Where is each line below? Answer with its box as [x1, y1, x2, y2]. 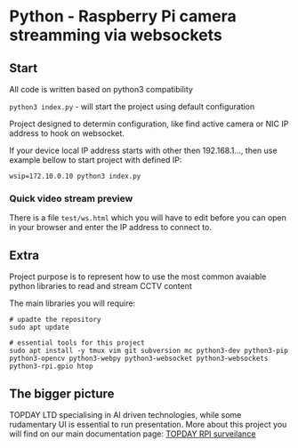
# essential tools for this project [9, 339, 145, 348]
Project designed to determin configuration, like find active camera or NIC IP [9, 118, 289, 129]
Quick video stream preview [9, 192, 133, 204]
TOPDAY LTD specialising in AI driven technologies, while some [9, 409, 242, 420]
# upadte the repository [9, 316, 101, 324]
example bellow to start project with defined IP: [9, 155, 182, 165]
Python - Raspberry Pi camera [9, 6, 238, 27]
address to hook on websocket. [9, 128, 125, 139]
